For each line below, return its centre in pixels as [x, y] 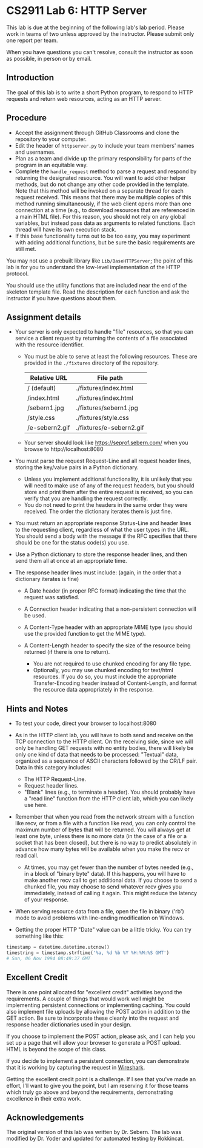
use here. [36, 805]
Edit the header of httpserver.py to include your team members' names [105, 145]
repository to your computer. [51, 139]
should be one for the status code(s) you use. [72, 543]
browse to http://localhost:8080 [64, 449]
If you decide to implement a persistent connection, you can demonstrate [98, 1060]
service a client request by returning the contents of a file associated [101, 339]
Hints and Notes [37, 709]
